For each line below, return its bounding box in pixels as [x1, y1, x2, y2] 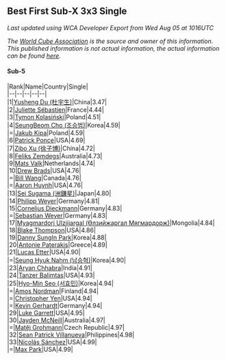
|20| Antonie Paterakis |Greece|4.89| [7, 241, 108, 249]
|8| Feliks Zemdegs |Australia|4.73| [7, 152, 103, 160]
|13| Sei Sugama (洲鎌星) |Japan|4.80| [7, 189, 112, 197]
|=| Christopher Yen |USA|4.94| [7, 294, 92, 302]
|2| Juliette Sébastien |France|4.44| [7, 106, 104, 114]
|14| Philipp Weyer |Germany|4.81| [7, 197, 100, 205]
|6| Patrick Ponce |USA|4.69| [7, 136, 86, 145]
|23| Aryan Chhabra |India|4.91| [7, 264, 92, 272]
